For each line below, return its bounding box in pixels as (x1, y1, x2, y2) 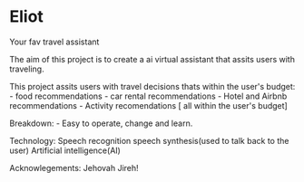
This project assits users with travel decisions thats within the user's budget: (9, 81, 296, 91)
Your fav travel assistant (9, 36, 100, 47)
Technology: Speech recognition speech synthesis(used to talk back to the (9, 135, 289, 146)
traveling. (9, 63, 44, 74)
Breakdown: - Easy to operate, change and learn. (9, 118, 193, 129)
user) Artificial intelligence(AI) (9, 145, 121, 156)
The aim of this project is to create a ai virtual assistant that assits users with (9, 53, 295, 64)
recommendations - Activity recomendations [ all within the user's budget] (9, 100, 288, 110)
